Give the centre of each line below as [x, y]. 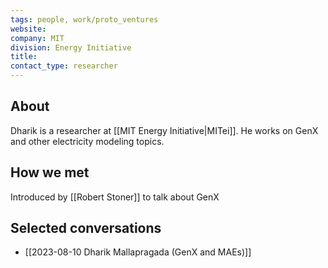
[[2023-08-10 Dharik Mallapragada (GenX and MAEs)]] [138, 252]
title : [24, 57]
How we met [50, 172]
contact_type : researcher [64, 66]
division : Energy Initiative [71, 47]
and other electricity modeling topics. [87, 141]
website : [28, 29]
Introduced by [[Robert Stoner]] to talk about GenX [115, 197]
